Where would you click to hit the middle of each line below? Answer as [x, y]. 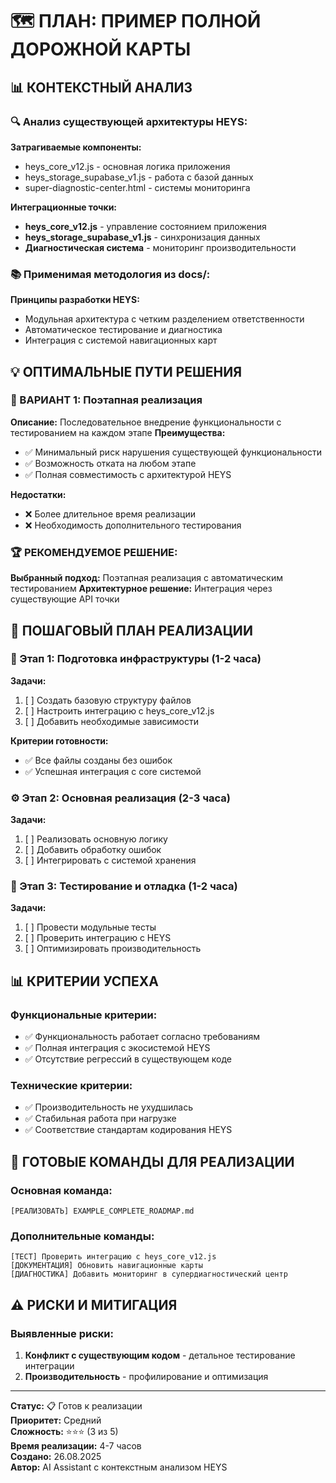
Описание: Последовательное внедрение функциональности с [146, 422]
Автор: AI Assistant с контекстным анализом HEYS [119, 1467]
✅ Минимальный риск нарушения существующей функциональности [173, 452]
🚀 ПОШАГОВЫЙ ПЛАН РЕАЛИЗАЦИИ [131, 630]
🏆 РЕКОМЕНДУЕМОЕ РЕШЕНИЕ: [94, 552]
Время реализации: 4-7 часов [76, 1446]
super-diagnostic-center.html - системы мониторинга [137, 187]
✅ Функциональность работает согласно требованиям [142, 1037]
